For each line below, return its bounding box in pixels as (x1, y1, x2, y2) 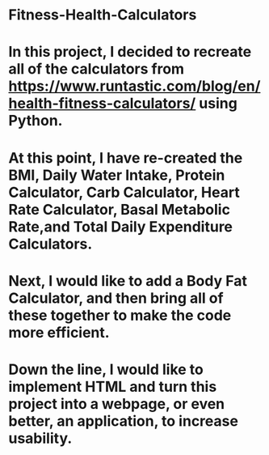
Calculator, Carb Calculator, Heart (8, 183, 240, 202)
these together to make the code (8, 306, 232, 325)
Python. (8, 112, 63, 130)
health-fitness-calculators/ (8, 95, 196, 113)
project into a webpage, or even (8, 394, 225, 413)
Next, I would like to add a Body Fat (8, 271, 248, 290)
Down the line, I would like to (8, 360, 204, 378)
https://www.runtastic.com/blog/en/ (8, 77, 261, 96)
